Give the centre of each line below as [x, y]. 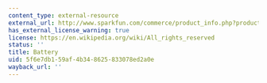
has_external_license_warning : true [69, 30]
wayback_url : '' [35, 67]
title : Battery [33, 52]
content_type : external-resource [64, 15]
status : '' [26, 45]
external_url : [32, 23]
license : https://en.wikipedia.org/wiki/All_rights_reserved [112, 38]
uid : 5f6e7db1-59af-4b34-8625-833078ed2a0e [81, 60]
